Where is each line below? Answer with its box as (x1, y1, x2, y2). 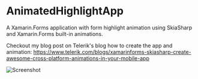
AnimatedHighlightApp (6, 4, 124, 18)
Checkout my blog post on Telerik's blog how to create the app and (6, 42, 173, 49)
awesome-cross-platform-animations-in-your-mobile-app (6, 54, 150, 62)
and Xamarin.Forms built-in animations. (6, 30, 103, 37)
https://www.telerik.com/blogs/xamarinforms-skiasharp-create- (33, 48, 191, 55)
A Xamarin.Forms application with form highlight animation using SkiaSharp (6, 24, 193, 31)
